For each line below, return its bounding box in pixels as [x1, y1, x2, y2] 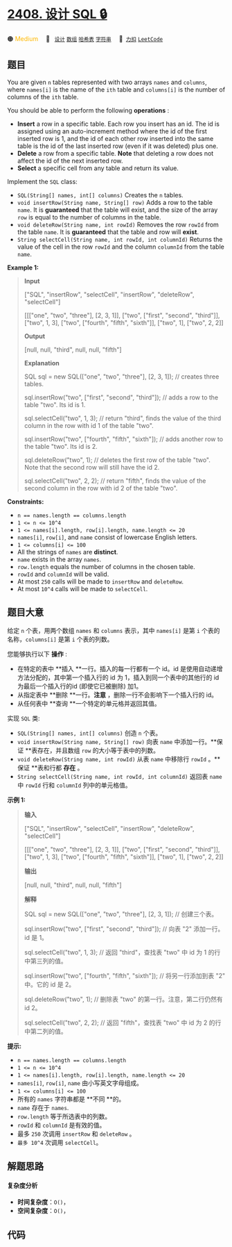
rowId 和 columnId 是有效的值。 [17, 1121, 106, 1129]
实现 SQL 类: [7, 713, 40, 722]
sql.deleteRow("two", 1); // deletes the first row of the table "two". [24, 456, 211, 464]
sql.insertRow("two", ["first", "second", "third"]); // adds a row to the [24, 393, 219, 402]
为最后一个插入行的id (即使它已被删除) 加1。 [17, 682, 143, 690]
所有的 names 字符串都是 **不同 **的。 [17, 1095, 125, 1103]
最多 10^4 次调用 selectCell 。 [17, 1138, 102, 1146]
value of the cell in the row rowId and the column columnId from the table [17, 242, 225, 251]
